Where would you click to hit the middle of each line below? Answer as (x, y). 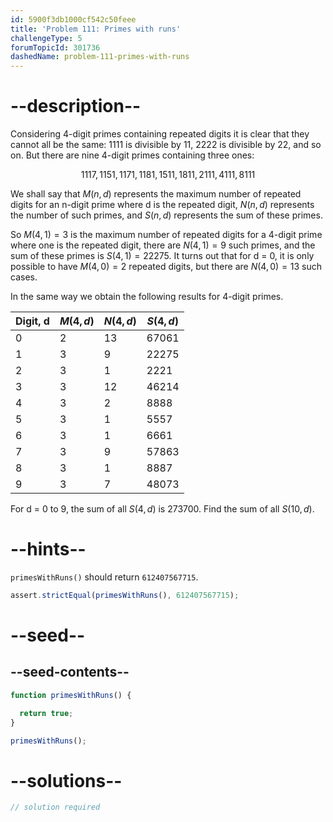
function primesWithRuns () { (71, 695)
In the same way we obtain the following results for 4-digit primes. (147, 297)
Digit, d (32, 321)
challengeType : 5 (46, 38)
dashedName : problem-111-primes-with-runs (100, 57)
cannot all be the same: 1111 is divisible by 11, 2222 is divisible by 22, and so (166, 145)
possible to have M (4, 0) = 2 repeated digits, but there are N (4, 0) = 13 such (166, 267)
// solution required (55, 807)
